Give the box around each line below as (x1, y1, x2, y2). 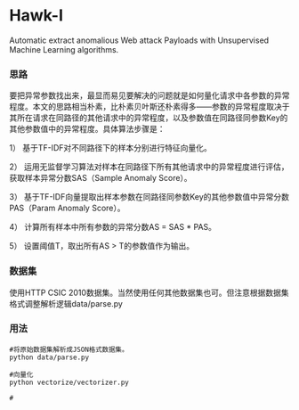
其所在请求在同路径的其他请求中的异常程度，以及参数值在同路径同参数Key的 (9, 112, 288, 123)
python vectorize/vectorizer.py (9, 378, 129, 387)
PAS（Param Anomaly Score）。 (9, 202, 125, 214)
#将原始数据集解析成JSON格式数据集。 (9, 345, 129, 354)
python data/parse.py (9, 353, 90, 362)
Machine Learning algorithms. (9, 44, 119, 54)
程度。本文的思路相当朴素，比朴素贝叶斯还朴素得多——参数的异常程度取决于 (9, 102, 290, 112)
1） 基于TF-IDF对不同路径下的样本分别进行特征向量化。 (9, 143, 212, 153)
